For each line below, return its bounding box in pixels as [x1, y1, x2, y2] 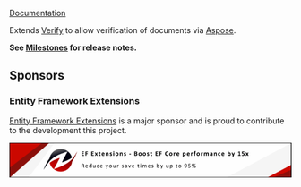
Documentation [9, 8, 66, 18]
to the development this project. [9, 124, 127, 135]
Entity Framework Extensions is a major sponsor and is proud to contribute [9, 115, 285, 126]
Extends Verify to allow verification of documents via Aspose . [9, 25, 236, 35]
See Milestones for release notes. [9, 42, 137, 53]
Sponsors [9, 68, 64, 83]
